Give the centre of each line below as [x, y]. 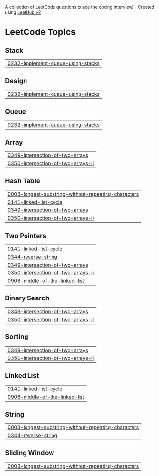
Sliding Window [30, 453]
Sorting [17, 337]
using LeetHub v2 [23, 12]
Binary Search [27, 298]
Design [16, 81]
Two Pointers [26, 236]
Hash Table [23, 181]
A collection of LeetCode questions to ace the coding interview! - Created [80, 7]
